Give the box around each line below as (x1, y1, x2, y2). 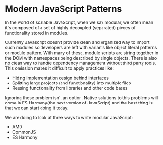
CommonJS (12, 129, 36, 135)
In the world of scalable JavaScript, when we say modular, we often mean (5, 20, 154, 25)
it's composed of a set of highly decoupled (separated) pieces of (5, 24, 136, 30)
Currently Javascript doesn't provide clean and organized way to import (5, 39, 150, 45)
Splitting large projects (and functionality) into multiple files (12, 80, 131, 86)
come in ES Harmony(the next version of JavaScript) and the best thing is (5, 100, 153, 105)
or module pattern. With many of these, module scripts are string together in (5, 50, 159, 56)
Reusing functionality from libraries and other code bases (12, 85, 128, 91)
